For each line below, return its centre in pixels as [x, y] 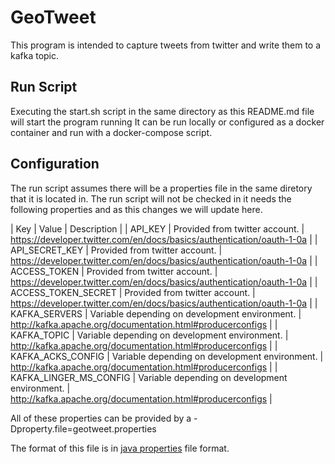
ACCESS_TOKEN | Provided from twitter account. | [114, 271]
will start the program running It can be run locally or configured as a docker [167, 122]
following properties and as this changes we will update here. [136, 209]
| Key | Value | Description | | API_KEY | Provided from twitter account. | [157, 228]
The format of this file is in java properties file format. [120, 448]
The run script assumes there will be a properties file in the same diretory [161, 188]
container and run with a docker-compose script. [111, 132]
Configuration [55, 164]
